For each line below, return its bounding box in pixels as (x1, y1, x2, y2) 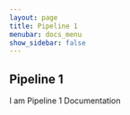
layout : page (9, 13, 58, 22)
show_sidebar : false (9, 38, 87, 48)
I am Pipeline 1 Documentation (9, 95, 121, 106)
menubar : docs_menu (9, 30, 82, 39)
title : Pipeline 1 (9, 22, 78, 31)
